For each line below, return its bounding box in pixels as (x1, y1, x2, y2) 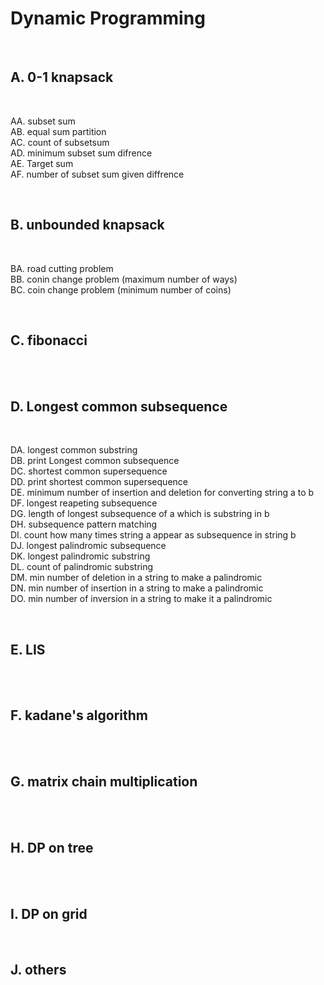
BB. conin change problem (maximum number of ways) (10, 273, 238, 285)
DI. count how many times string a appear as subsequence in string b (10, 529, 297, 541)
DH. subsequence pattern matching (10, 518, 158, 531)
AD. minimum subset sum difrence (10, 147, 153, 159)
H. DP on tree (10, 840, 94, 857)
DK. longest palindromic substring (10, 550, 151, 562)
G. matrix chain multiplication (10, 773, 198, 791)
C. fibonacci (10, 332, 88, 349)
